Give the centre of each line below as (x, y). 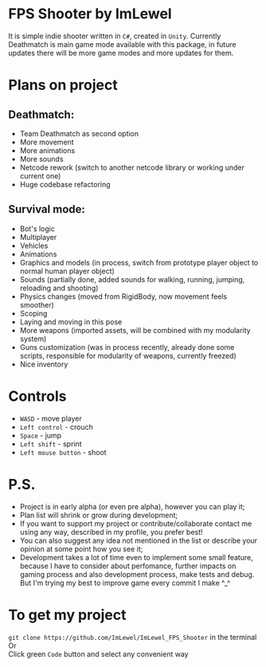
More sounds (41, 159)
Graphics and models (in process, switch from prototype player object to (139, 262)
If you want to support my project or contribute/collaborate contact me (136, 524)
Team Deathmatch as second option (79, 133)
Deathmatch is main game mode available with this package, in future (122, 44)
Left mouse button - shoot (63, 452)
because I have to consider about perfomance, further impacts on (128, 566)
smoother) (37, 304)
